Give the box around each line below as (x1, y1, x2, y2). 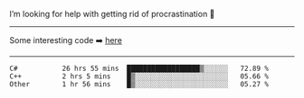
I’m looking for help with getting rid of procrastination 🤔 (9, 9, 215, 19)
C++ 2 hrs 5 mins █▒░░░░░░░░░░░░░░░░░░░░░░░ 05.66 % (9, 72, 270, 81)
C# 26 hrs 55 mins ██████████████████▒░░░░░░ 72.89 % (9, 64, 270, 73)
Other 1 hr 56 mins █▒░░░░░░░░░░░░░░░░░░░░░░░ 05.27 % (9, 80, 270, 89)
